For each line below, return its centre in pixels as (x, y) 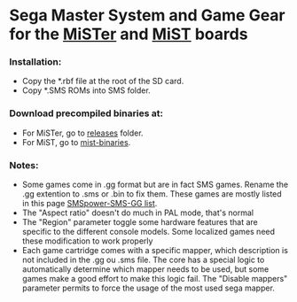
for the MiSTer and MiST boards (129, 34)
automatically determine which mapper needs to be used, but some (145, 269)
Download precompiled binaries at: (86, 113)
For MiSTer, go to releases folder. (82, 133)
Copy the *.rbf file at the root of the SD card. (103, 81)
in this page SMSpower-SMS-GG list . (90, 204)
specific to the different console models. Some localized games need (148, 232)
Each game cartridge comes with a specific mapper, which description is (155, 251)
